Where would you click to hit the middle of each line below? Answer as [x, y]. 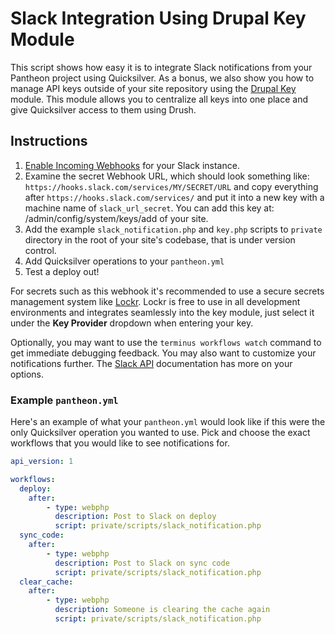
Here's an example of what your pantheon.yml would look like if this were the [168, 422]
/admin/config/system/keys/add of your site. [116, 218]
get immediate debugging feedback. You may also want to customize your [163, 353]
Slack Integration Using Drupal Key [158, 18]
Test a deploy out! [62, 271]
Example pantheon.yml [64, 400]
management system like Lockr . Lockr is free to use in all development [155, 301]
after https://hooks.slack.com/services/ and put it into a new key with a [174, 197]
